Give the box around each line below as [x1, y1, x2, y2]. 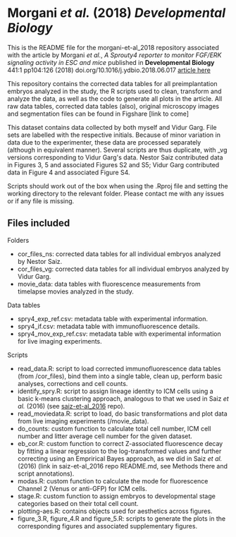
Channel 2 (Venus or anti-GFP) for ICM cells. [17, 484, 147, 493]
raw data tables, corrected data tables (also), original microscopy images [7, 102, 220, 110]
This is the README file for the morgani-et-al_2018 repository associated [7, 43, 220, 52]
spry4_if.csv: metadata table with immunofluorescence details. [17, 322, 200, 330]
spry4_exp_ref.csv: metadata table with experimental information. [17, 314, 209, 322]
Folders [7, 236, 30, 244]
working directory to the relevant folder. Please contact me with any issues [7, 189, 224, 198]
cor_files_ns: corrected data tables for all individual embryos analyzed [17, 249, 221, 258]
